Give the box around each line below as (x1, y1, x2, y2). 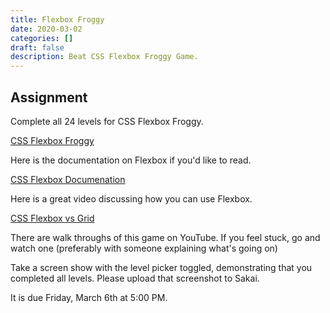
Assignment (10, 89, 88, 106)
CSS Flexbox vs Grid (10, 212, 95, 224)
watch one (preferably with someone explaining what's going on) (10, 242, 278, 254)
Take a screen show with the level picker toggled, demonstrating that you (10, 261, 313, 273)
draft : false (10, 42, 65, 53)
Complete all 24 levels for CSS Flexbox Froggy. (10, 115, 204, 127)
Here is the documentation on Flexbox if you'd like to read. (10, 154, 252, 166)
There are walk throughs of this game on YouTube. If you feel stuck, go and (10, 231, 321, 243)
